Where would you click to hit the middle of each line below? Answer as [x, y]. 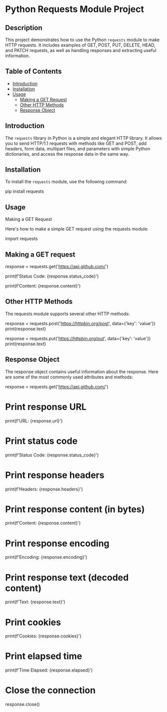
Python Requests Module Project [75, 9]
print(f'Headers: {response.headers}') [44, 489]
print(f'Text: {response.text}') [35, 602]
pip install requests [25, 191]
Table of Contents [34, 71]
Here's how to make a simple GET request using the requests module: [77, 229]
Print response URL [46, 407]
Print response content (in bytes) [75, 509]
